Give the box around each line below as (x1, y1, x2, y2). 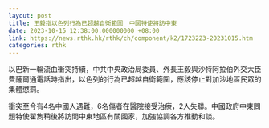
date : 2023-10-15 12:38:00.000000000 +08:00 (8, 26, 160, 34)
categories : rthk (8, 42, 67, 50)
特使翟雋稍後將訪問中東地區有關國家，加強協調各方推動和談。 (14, 111, 219, 121)
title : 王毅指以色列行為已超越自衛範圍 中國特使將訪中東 (8, 19, 177, 27)
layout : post (8, 11, 52, 20)
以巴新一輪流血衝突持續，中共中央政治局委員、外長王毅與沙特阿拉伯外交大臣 (8, 65, 262, 74)
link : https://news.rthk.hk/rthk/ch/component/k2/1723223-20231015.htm (8, 34, 253, 42)
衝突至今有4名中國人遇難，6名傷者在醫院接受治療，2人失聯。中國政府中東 (8, 102, 255, 111)
